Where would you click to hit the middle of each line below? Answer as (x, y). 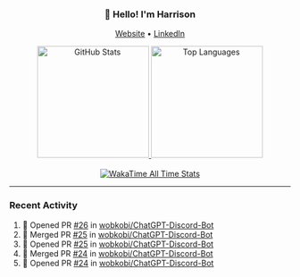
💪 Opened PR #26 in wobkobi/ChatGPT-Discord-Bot (118, 225)
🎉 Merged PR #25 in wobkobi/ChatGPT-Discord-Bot (117, 234)
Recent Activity (44, 206)
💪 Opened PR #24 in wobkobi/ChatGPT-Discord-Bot (118, 263)
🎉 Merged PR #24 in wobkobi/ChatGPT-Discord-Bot (117, 253)
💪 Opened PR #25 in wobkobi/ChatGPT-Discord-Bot (118, 244)
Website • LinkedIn (150, 34)
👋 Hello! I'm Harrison (150, 14)
